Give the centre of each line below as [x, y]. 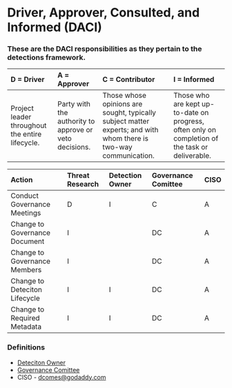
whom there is [125, 139]
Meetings [26, 213]
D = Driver [28, 79]
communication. [128, 156]
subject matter [126, 121]
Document [28, 241]
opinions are [123, 104]
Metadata [26, 327]
